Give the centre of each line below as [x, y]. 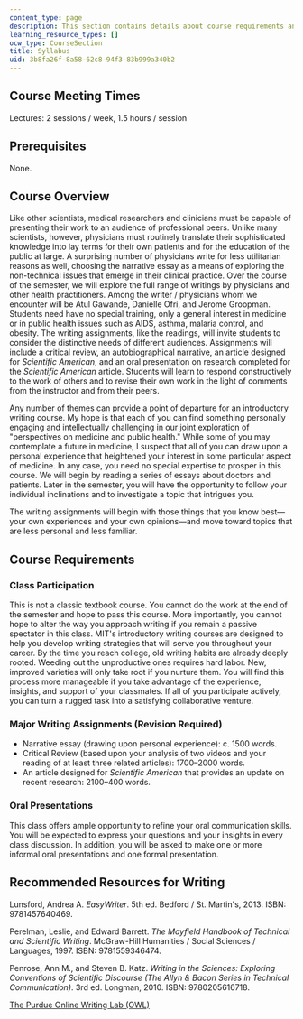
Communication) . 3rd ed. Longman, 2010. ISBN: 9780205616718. [130, 987]
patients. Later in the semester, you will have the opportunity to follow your [148, 485]
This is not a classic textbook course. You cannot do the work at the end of [149, 605]
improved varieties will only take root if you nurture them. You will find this [147, 672]
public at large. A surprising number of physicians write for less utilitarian [145, 256]
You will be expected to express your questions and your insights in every [147, 835]
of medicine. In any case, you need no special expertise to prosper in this [146, 466]
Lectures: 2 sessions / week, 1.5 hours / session [98, 117]
